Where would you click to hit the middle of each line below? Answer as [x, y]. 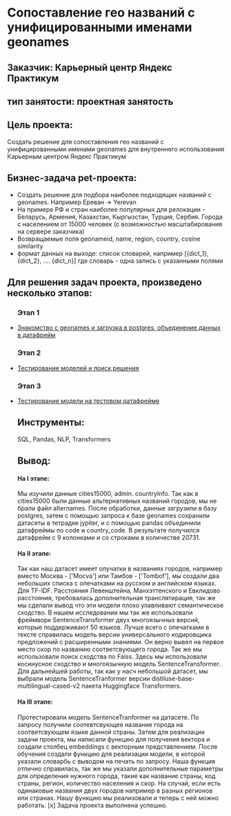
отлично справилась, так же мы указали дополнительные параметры [120, 768]
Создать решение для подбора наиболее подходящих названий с [114, 195]
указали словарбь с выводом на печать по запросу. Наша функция [116, 761]
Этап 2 [29, 353]
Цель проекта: [40, 125]
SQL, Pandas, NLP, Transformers [64, 439]
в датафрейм [36, 335]
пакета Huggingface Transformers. [132, 686]
